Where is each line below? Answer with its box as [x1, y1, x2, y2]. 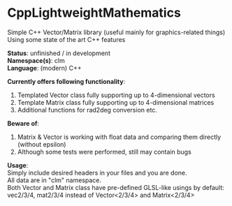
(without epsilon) [17, 140, 66, 148]
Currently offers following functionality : [7, 77, 126, 85]
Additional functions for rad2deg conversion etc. [17, 105, 157, 114]
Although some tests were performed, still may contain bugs [17, 147, 192, 156]
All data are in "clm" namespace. [7, 176, 101, 184]
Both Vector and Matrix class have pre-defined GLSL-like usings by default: [7, 183, 225, 191]
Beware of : [7, 119, 40, 127]
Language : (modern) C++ [7, 64, 82, 72]
